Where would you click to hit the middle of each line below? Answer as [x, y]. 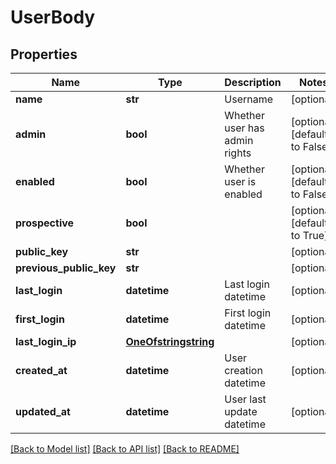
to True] [309, 235]
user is [240, 181]
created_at [41, 370]
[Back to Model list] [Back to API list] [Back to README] [125, 449]
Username [249, 99]
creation [243, 370]
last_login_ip [46, 341]
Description [253, 82]
